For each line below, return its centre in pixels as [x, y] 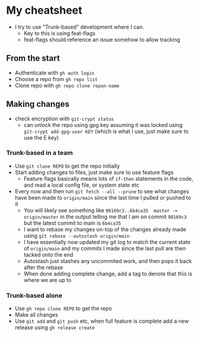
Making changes [38, 104]
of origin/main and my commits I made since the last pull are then [105, 248]
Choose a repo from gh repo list [56, 79]
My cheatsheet [44, 10]
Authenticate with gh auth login [55, 73]
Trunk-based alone [34, 295]
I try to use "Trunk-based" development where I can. [79, 27]
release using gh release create [55, 327]
